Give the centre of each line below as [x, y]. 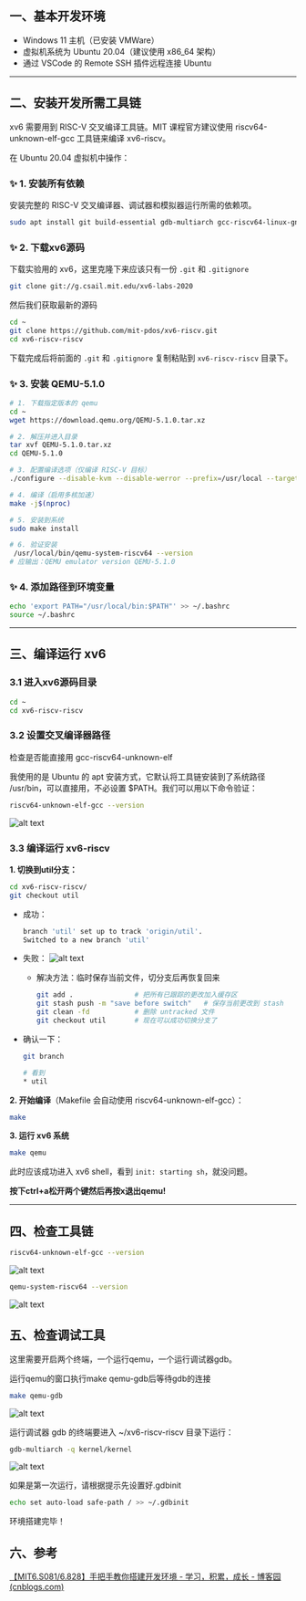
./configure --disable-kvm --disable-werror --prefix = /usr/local [136, 479]
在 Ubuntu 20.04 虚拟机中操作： [70, 157]
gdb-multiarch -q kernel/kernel [71, 1449]
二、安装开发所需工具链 [75, 103]
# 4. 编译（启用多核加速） [54, 495]
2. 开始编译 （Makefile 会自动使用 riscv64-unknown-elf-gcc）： [127, 1100]
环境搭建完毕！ [37, 1522]
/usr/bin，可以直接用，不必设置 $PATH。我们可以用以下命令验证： [133, 788]
